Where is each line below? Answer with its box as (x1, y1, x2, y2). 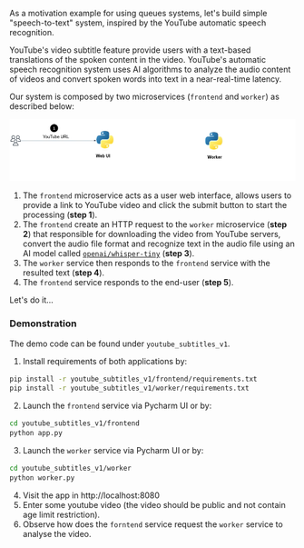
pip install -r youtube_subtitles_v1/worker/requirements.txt (9, 384, 250, 394)
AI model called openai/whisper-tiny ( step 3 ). (22, 248, 195, 259)
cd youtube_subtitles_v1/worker (9, 463, 132, 473)
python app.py (9, 429, 64, 438)
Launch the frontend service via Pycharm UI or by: (22, 400, 212, 412)
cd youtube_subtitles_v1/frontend (9, 419, 141, 428)
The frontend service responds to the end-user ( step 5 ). (22, 277, 234, 288)
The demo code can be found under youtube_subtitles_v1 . (9, 338, 230, 349)
